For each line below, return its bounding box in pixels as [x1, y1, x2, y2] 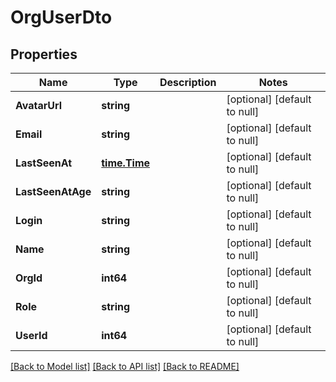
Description [159, 76, 217, 89]
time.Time [101, 156, 151, 170]
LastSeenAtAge [15, 185, 92, 198]
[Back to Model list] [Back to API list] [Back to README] [10, 361, 240, 372]
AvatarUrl [15, 99, 63, 112]
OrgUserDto [10, 6, 113, 29]
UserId [15, 329, 48, 342]
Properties [10, 46, 78, 63]
